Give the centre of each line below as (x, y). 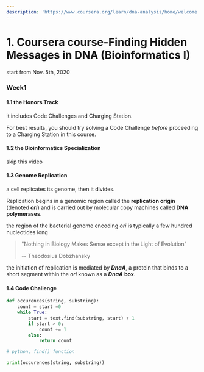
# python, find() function (40, 352)
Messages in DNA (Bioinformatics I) (98, 55)
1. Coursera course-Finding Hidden (97, 42)
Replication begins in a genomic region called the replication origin (91, 201)
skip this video (24, 162)
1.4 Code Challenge (31, 288)
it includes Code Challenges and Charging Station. (69, 116)
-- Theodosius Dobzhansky (55, 256)
